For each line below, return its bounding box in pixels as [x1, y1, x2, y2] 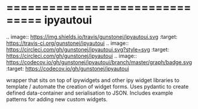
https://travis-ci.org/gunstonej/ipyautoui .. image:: [6, 40, 129, 47]
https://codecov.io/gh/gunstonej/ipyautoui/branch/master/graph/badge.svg [6, 58, 193, 66]
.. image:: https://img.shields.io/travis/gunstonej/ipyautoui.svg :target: [6, 33, 178, 40]
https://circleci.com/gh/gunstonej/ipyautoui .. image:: [6, 52, 138, 59]
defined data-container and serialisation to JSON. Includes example [6, 89, 173, 96]
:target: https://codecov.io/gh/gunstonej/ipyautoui [6, 65, 130, 72]
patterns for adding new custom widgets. [6, 95, 108, 102]
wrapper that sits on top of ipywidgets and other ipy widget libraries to [6, 76, 179, 84]
